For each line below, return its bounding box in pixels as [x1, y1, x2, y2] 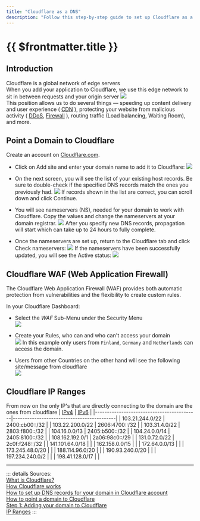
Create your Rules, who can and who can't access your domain [14, 332, 171, 339]
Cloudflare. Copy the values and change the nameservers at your [14, 213, 176, 220]
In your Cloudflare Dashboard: [6, 303, 80, 310]
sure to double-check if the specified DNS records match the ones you [14, 181, 189, 188]
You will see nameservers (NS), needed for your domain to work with [14, 206, 185, 213]
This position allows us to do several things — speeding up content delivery [6, 99, 192, 106]
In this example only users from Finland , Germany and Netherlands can [22, 339, 193, 346]
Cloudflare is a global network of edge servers [6, 79, 120, 86]
